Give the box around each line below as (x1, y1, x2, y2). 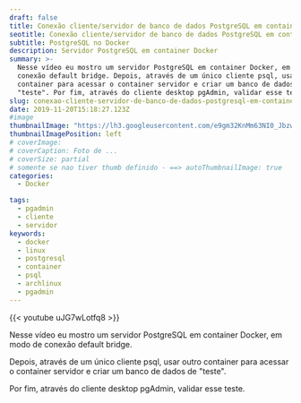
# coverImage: (9, 138, 63, 147)
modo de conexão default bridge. (9, 339, 133, 349)
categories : (9, 171, 54, 180)
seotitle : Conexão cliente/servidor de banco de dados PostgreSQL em (9, 30, 275, 39)
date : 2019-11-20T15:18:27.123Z (9, 105, 130, 114)
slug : (9, 96, 30, 106)
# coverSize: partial (9, 154, 90, 164)
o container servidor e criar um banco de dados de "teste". (9, 365, 227, 376)
